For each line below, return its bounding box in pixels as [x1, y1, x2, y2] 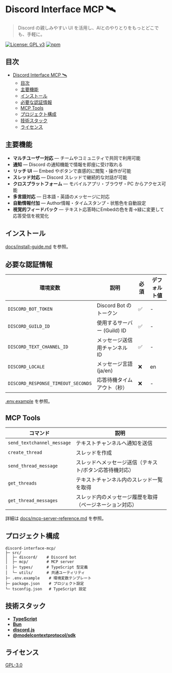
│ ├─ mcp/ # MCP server [5, 559, 74, 564]
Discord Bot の [96, 302, 132, 309]
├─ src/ [5, 550, 22, 555]
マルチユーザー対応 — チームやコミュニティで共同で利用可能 [12, 155, 141, 161]
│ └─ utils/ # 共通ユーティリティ [5, 570, 85, 575]
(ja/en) [96, 367, 113, 374]
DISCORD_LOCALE [8, 364, 45, 370]
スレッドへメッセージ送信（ [76, 459, 143, 466]
